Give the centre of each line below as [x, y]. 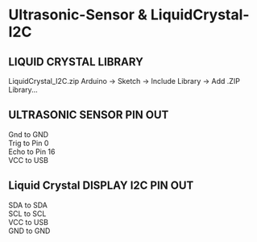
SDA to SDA [28, 205]
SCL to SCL [27, 213]
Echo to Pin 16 [32, 152]
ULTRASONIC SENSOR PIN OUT [89, 115]
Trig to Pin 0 [29, 143]
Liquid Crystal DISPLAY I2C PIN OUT [101, 186]
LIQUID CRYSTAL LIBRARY [76, 62]
